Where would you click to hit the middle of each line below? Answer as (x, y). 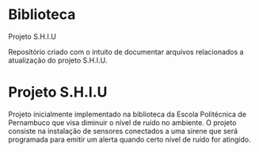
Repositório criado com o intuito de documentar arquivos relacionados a (126, 51)
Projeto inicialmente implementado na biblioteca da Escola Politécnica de (128, 114)
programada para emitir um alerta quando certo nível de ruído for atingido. (129, 139)
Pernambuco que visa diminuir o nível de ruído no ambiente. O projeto (122, 122)
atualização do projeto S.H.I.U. (58, 60)
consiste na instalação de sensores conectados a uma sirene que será (123, 131)
